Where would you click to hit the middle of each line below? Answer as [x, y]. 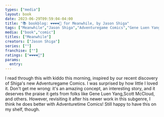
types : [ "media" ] [23, 10]
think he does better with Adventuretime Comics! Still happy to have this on [81, 104]
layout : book [18, 14]
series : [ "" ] [18, 46]
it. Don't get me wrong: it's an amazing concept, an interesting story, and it [80, 89]
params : [13, 60]
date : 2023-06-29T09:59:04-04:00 [39, 19]
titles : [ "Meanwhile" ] [28, 37]
